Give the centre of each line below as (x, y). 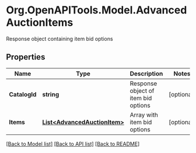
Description (146, 74)
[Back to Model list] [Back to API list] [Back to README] (73, 144)
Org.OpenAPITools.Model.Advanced (97, 10)
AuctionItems (40, 22)
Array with (144, 114)
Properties (26, 57)
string (51, 94)
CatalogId (23, 94)
